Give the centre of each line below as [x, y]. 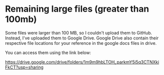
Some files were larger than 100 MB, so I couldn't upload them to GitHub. [79, 33]
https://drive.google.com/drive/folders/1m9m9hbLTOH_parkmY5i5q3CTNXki [82, 62]
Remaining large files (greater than [77, 9]
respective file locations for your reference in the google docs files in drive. [81, 43]
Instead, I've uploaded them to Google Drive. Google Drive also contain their [82, 38]
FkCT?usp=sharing [24, 67]
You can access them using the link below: [48, 53]
